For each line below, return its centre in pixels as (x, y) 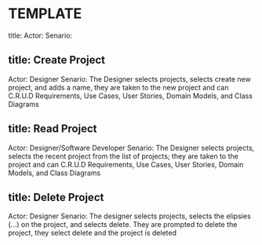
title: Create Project (57, 60)
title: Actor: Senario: (40, 35)
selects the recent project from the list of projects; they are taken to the (124, 156)
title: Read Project (53, 129)
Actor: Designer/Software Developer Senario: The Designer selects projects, (131, 148)
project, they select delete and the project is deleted (92, 233)
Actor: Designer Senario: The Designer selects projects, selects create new (129, 79)
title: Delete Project (56, 197)
